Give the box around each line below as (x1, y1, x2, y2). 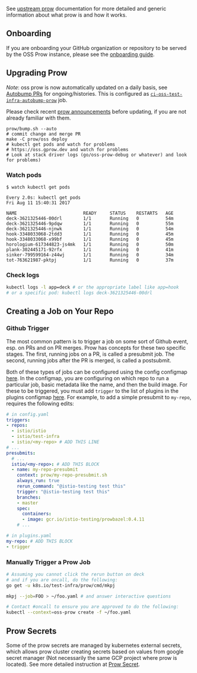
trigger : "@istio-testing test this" (17, 489, 110, 494)
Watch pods (6, 171, 42, 179)
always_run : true (17, 478, 60, 484)
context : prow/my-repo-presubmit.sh (17, 472, 108, 478)
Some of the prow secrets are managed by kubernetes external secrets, (6, 642, 182, 649)
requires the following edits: (6, 400, 74, 407)
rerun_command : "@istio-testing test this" (17, 483, 126, 490)
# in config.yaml (6, 411, 49, 417)
